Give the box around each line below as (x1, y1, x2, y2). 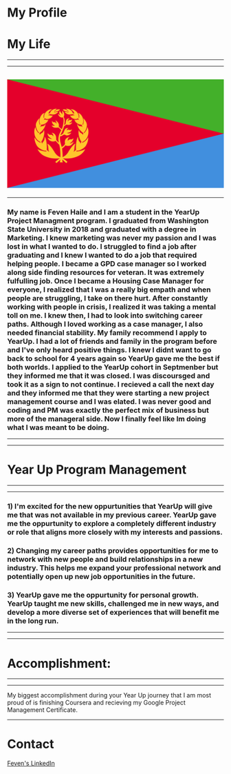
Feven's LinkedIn (7, 760, 55, 768)
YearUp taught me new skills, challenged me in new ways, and (7, 598, 219, 608)
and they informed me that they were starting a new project (7, 388, 210, 398)
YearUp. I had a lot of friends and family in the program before (7, 336, 218, 346)
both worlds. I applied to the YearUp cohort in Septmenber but (7, 362, 219, 371)
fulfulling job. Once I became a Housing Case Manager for (7, 276, 204, 285)
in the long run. (7, 615, 59, 625)
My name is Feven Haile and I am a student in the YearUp (7, 207, 200, 216)
